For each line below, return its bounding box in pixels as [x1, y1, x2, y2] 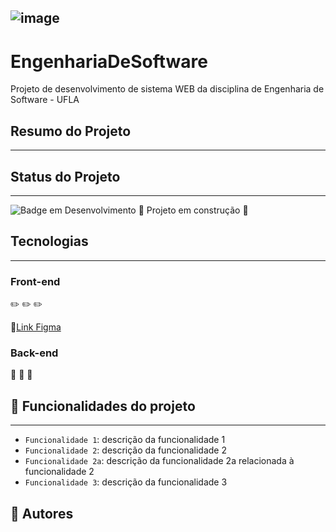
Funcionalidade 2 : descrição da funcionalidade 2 [24, 444, 228, 456]
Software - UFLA [10, 94, 80, 106]
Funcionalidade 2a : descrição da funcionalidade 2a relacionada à [24, 455, 295, 467]
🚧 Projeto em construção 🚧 [138, 204, 249, 216]
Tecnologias [10, 233, 89, 250]
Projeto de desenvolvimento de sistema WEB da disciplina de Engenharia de [10, 83, 325, 95]
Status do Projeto [10, 168, 121, 185]
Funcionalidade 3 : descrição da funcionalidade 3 [24, 476, 228, 488]
